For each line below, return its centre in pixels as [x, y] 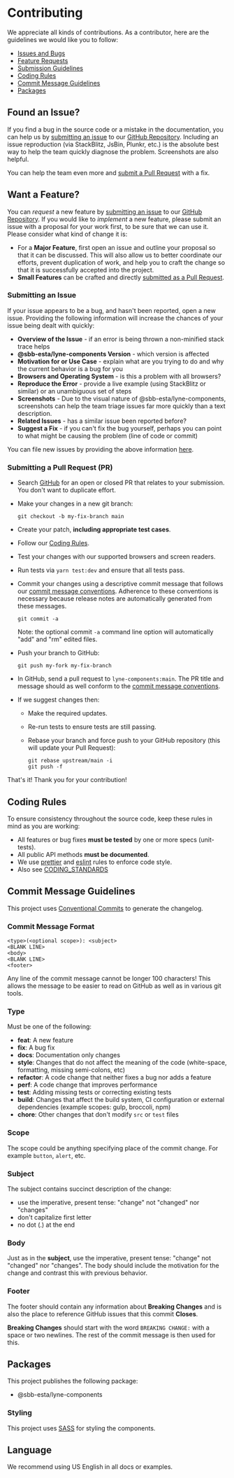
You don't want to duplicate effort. [67, 490]
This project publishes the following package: [73, 1381]
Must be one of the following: [50, 1026]
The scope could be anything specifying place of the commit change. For [113, 1148]
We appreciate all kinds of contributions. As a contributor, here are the [108, 32]
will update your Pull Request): [72, 748]
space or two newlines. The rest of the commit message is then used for [111, 1334]
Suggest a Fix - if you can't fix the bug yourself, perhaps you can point [119, 428]
